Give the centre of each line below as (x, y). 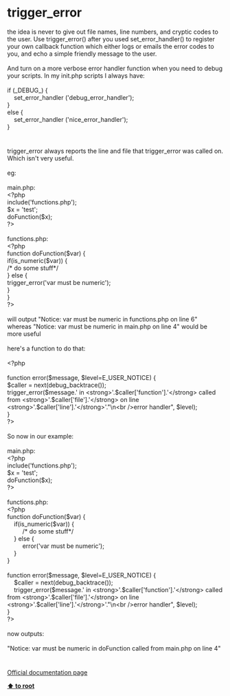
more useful (24, 334)
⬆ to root (21, 686)
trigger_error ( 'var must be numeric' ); (59, 283)
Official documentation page (47, 673)
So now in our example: (41, 436)
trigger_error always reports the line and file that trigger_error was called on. (115, 151)
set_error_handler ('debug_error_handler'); (74, 97)
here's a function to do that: (46, 348)
